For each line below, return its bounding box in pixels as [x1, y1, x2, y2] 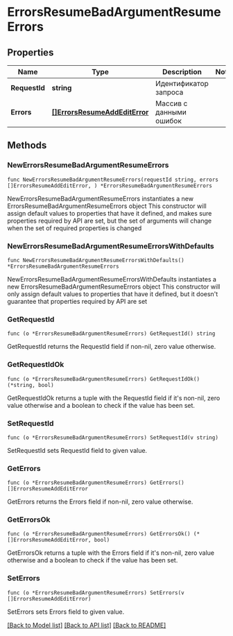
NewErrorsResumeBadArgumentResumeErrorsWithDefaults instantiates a [7, 275, 217, 283]
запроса [155, 87, 184, 97]
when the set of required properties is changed [7, 223, 142, 232]
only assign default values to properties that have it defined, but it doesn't [7, 289, 218, 298]
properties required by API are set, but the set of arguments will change [7, 216, 212, 225]
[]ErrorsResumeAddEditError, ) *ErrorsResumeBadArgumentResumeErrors [7, 182, 213, 189]
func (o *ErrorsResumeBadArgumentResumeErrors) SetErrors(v [7, 589, 185, 596]
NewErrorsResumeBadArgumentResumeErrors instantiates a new [7, 194, 194, 203]
